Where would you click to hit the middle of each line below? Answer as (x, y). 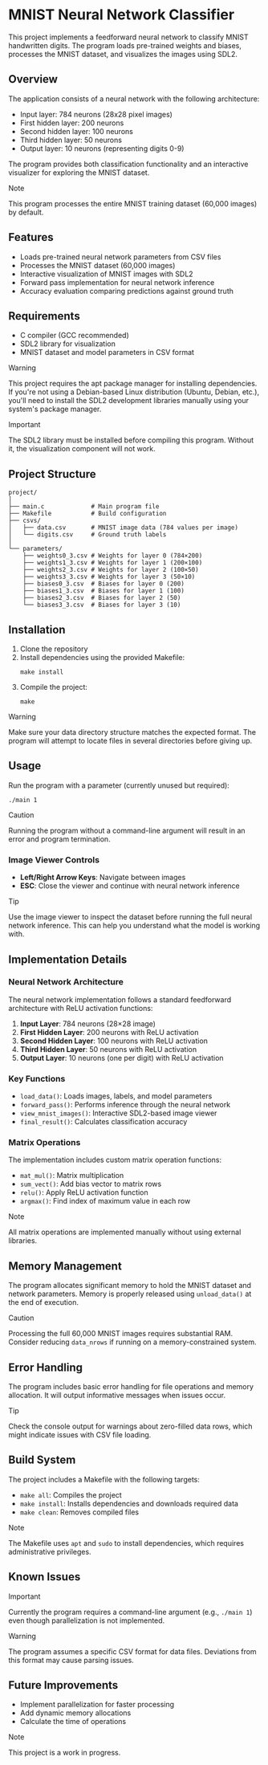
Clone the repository (54, 649)
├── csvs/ (25, 521)
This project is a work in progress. (65, 1753)
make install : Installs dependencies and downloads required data (129, 1503)
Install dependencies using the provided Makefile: (102, 657)
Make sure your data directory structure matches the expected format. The (132, 732)
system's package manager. (55, 409)
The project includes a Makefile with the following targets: (104, 1479)
